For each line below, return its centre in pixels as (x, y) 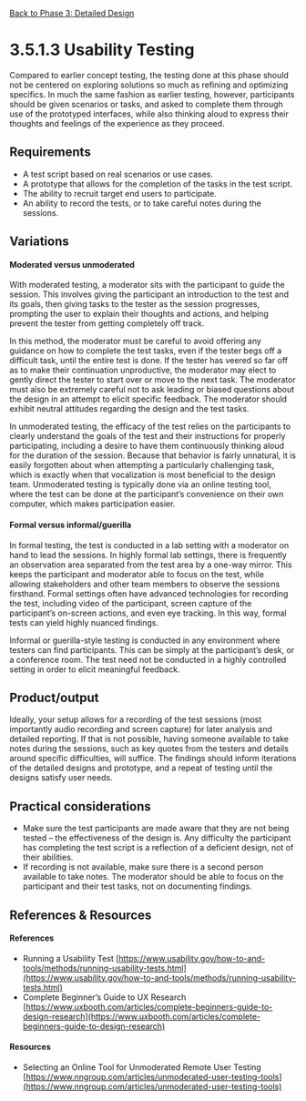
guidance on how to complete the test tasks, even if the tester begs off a (146, 351)
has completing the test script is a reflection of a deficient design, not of (158, 848)
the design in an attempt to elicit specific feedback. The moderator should (148, 399)
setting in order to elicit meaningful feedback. (95, 669)
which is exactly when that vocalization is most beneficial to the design (143, 475)
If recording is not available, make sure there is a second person (143, 867)
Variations (40, 242)
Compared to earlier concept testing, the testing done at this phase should (149, 75)
